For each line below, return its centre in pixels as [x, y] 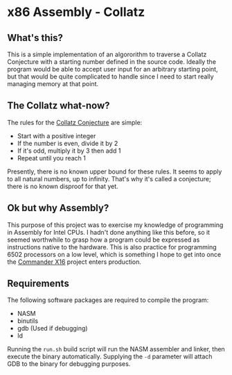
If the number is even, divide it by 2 [68, 143]
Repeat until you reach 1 [52, 158]
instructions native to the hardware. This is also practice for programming [112, 247]
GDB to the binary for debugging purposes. [69, 364]
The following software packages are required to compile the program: [108, 300]
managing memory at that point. [53, 84]
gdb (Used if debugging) [52, 328]
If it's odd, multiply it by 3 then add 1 [69, 151]
